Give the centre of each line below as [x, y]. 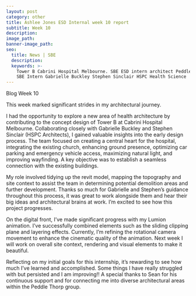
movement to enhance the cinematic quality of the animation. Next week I [94, 238]
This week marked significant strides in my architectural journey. [84, 105]
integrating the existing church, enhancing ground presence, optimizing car [97, 147]
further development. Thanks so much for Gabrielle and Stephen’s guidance [97, 190]
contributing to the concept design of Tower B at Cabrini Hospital [84, 122]
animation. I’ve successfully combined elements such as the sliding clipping [97, 226]
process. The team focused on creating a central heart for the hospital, [91, 141]
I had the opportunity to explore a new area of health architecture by [88, 116]
